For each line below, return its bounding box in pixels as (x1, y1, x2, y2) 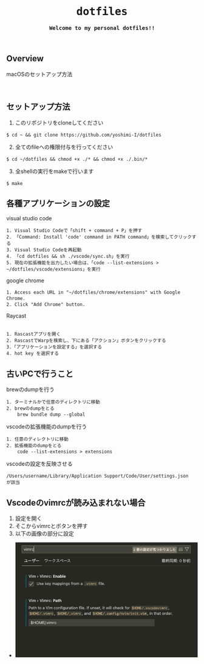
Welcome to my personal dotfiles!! (49, 24, 155, 32)
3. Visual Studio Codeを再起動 (6, 247, 82, 253)
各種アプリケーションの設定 (6, 198, 110, 208)
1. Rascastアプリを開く (6, 331, 61, 337)
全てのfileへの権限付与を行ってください (15, 143, 114, 151)
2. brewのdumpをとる (6, 405, 55, 412)
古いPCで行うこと (6, 368, 74, 379)
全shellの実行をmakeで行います (15, 168, 94, 175)
